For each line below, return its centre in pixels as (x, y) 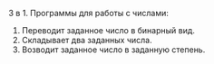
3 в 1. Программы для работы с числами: (88, 13)
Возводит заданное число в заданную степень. (113, 50)
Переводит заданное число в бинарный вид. (108, 30)
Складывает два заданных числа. (87, 40)
